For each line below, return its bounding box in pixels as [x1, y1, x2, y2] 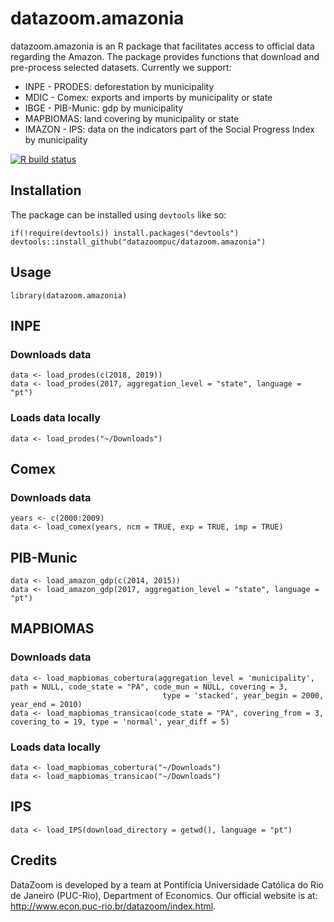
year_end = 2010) [10, 699, 83, 709]
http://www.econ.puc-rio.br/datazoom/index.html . [10, 900, 217, 912]
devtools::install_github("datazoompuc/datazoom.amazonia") [10, 237, 267, 247]
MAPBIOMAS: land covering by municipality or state [24, 112, 240, 124]
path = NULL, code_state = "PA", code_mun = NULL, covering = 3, [10, 682, 288, 692]
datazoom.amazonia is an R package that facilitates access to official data [10, 40, 315, 52]
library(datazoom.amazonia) [10, 290, 128, 301]
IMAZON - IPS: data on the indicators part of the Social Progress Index [24, 123, 315, 135]
